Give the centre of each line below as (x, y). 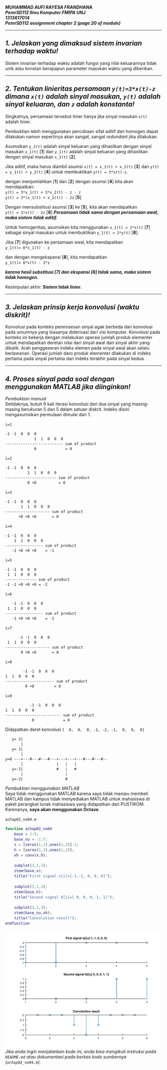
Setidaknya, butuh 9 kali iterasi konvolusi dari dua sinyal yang (68, 404)
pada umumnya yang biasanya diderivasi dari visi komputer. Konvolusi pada (83, 332)
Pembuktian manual (26, 399)
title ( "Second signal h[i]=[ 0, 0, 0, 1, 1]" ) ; (64, 897)
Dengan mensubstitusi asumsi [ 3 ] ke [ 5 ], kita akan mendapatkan (71, 207)
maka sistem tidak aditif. (32, 217)
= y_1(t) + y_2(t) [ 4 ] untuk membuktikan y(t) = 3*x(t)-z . (67, 172)
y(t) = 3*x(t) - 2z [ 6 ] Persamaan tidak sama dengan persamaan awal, (82, 212)
